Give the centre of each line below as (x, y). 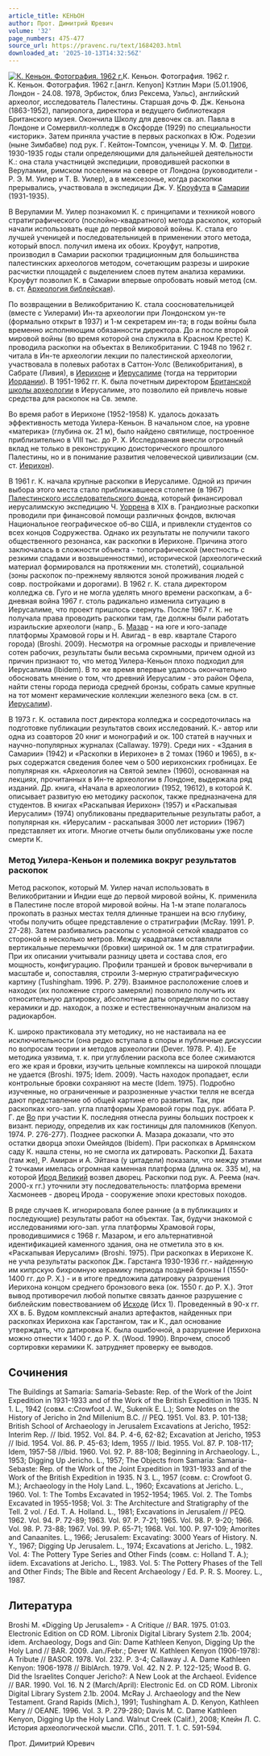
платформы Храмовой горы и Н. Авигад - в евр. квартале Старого (123, 635)
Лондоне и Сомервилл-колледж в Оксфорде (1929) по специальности (130, 127)
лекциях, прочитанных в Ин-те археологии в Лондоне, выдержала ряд (130, 779)
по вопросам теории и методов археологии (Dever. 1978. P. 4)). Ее (123, 1049)
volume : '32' (30, 31)
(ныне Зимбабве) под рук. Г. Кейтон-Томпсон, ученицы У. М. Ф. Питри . (131, 145)
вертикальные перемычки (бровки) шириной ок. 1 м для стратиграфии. (132, 948)
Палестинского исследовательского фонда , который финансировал (126, 498)
